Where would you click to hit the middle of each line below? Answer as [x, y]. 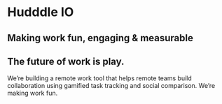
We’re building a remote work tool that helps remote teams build [100, 78]
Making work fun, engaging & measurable [100, 38]
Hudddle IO [41, 12]
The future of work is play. [66, 61]
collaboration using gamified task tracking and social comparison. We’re [111, 86]
